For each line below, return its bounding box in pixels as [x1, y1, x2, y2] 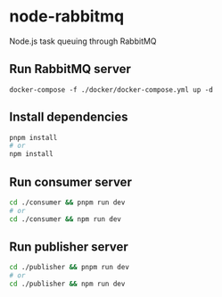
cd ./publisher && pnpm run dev [9, 263, 129, 272]
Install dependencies [9, 110, 128, 125]
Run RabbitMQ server [9, 62, 131, 77]
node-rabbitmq [9, 6, 125, 27]
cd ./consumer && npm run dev [9, 214, 122, 224]
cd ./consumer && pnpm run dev [9, 198, 126, 207]
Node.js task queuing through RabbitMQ [9, 36, 158, 46]
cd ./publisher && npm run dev [9, 279, 126, 289]
